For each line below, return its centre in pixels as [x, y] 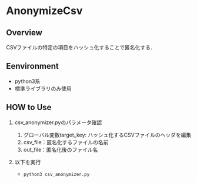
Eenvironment [32, 66]
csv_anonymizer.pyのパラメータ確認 [58, 122]
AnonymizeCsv [44, 11]
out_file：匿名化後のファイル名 [61, 149]
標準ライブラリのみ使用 [43, 88]
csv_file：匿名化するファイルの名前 [66, 142]
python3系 [27, 81]
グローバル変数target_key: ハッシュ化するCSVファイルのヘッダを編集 [107, 135]
